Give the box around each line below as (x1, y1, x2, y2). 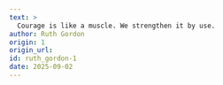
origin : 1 (9, 37, 46, 47)
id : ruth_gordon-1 (9, 54, 77, 63)
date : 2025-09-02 (9, 63, 73, 72)
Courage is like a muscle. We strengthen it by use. (17, 21, 216, 30)
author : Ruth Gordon (9, 29, 86, 38)
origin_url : (9, 46, 53, 55)
